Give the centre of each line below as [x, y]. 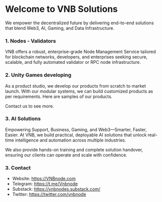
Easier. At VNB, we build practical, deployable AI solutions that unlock [76, 135]
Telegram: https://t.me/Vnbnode [45, 184]
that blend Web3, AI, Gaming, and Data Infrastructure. [60, 28]
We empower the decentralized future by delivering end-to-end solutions [80, 23]
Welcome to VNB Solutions [61, 9]
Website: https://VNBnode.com [44, 179]
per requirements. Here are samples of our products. [59, 96]
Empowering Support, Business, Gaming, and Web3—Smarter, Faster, [76, 129]
